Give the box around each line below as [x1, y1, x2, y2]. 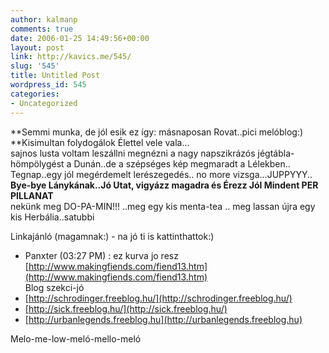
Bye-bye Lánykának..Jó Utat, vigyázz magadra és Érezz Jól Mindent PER [10, 179, 319, 191]
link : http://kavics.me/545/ [10, 52, 132, 62]
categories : [10, 89, 60, 99]
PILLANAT [10, 189, 54, 201]
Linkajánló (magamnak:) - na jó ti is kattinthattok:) [10, 230, 215, 242]
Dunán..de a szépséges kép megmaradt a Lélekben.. [73, 157, 291, 170]
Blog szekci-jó [24, 281, 85, 293]
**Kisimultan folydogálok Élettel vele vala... [10, 136, 190, 148]
